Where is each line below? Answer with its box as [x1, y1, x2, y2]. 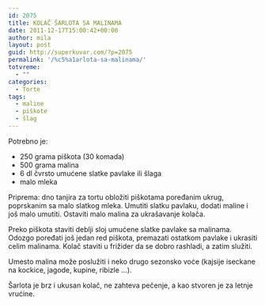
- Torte [15, 85, 41, 93]
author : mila [8, 33, 51, 42]
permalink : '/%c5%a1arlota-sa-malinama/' [8, 56, 147, 64]
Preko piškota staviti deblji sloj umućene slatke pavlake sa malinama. [8, 224, 232, 234]
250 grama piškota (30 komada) [19, 151, 125, 161]
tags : [8, 93, 26, 101]
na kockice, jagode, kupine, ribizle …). [8, 265, 132, 274]
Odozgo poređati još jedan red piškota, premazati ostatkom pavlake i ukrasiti [8, 233, 258, 242]
